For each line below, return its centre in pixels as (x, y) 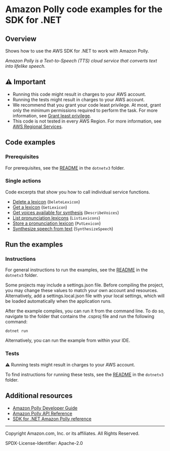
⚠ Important (26, 82)
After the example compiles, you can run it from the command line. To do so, (85, 311)
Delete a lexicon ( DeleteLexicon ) (46, 201)
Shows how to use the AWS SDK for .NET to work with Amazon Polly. (77, 51)
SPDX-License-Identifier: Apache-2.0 (44, 443)
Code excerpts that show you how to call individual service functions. (78, 192)
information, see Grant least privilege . (52, 115)
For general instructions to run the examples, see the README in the (77, 270)
